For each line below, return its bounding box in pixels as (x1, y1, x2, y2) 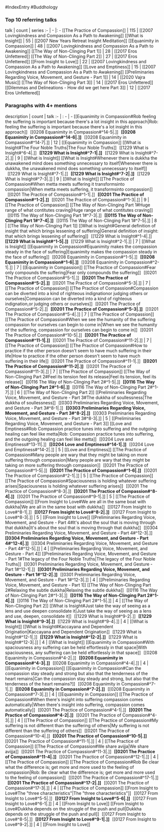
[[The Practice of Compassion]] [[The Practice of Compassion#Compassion (5, 285, 159, 291)
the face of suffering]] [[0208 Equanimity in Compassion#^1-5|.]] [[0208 (5, 254, 155, 260)
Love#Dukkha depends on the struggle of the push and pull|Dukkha (5, 806, 142, 811)
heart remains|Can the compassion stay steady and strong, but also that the (5, 676, 159, 682)
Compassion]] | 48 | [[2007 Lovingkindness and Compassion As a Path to (5, 43, 154, 49)
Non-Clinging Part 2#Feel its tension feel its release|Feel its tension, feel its (5, 373, 157, 379)
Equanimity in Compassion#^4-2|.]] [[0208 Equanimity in (5, 655, 123, 661)
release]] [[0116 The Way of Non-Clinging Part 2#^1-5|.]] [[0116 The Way (5, 379, 155, 385)
